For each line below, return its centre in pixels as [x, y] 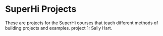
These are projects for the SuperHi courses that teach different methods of [82, 23]
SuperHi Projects [41, 9]
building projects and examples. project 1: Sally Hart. [59, 28]
